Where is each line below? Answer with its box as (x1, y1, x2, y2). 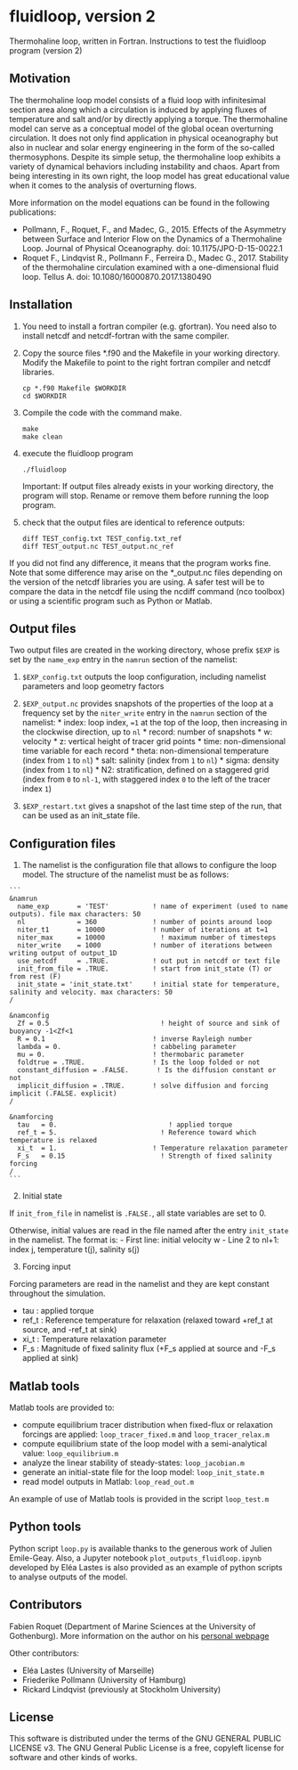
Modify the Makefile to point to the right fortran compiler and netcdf (21, 356, 271, 367)
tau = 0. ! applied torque (17, 1120, 233, 1129)
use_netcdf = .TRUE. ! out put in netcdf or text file (17, 956, 280, 966)
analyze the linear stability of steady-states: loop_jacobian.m (21, 1457, 245, 1468)
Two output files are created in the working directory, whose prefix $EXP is (9, 644, 280, 656)
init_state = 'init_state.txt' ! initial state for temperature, (17, 980, 280, 989)
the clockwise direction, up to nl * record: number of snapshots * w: (21, 726, 273, 737)
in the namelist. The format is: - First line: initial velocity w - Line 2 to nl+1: (9, 1234, 279, 1245)
